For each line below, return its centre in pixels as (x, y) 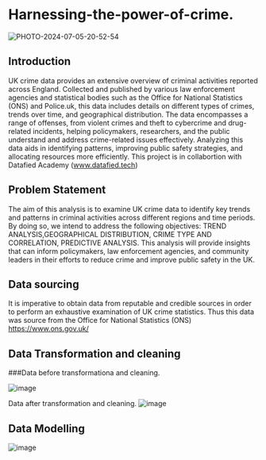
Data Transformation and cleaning (94, 353)
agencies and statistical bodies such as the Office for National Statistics (126, 98)
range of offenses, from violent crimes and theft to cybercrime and (118, 123)
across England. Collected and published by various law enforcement (122, 89)
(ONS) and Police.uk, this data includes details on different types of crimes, (131, 105)
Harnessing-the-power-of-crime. (121, 15)
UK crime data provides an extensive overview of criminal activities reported (133, 80)
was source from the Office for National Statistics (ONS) (100, 320)
